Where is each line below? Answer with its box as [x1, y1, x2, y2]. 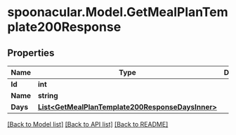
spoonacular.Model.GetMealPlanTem [7, 4, 228, 20]
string [37, 91, 58, 100]
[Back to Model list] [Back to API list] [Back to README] [7, 120, 169, 128]
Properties [7, 47, 55, 59]
